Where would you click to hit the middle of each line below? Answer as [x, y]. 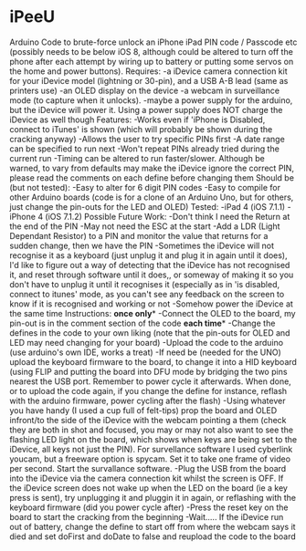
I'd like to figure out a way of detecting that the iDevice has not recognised [150, 265]
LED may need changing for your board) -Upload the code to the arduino [147, 342]
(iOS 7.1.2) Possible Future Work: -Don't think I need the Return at [168, 216]
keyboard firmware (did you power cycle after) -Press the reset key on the [149, 507]
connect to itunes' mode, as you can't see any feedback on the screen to [147, 294]
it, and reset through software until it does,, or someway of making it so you [152, 275]
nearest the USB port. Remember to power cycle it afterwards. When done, [151, 381]
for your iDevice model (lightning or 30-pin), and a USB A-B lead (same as [149, 80]
